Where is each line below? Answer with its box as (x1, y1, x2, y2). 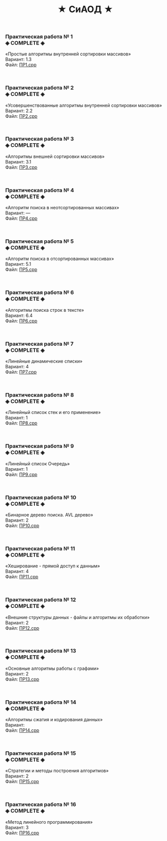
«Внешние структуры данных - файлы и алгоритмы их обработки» (5, 614, 150, 620)
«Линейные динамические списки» (5, 358, 83, 364)
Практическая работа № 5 (5, 238, 74, 245)
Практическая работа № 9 (5, 443, 74, 450)
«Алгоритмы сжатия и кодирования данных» (5, 717, 103, 723)
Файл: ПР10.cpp (5, 522, 40, 529)
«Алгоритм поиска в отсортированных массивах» (5, 255, 114, 262)
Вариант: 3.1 (5, 158, 31, 165)
